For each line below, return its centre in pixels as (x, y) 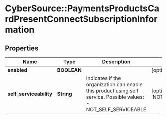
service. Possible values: (115, 97)
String (64, 94)
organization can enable (114, 85)
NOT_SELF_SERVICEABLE (116, 109)
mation (20, 30)
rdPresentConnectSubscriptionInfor (81, 19)
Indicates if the (104, 78)
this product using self (112, 91)
